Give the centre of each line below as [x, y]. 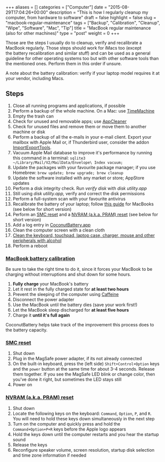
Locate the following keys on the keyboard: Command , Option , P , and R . [82, 413]
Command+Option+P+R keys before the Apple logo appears [69, 429]
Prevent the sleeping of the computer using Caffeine [66, 294]
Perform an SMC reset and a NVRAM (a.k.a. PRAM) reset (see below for [85, 214]
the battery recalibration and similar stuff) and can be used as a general [78, 53]
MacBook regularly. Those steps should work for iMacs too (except [73, 48]
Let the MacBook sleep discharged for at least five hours [71, 310]
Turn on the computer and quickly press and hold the [67, 424]
